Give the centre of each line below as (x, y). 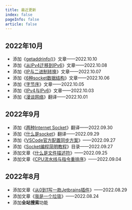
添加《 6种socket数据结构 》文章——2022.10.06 (61, 78)
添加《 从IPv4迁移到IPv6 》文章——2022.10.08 (60, 65)
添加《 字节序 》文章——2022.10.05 (48, 85)
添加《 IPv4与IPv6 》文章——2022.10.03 (53, 91)
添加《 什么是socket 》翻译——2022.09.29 (56, 134)
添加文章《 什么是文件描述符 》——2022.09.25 (60, 153)
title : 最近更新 (21, 10)
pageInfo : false (22, 19)
